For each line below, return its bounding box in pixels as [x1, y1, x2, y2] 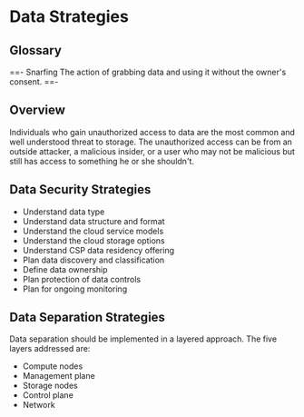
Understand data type [22, 206, 105, 217]
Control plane [22, 390, 74, 401]
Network [22, 400, 56, 411]
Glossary [9, 43, 62, 58]
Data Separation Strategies [9, 310, 166, 325]
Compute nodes [22, 361, 83, 372]
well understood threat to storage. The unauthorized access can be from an [9, 136, 293, 147]
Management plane [22, 371, 95, 382]
